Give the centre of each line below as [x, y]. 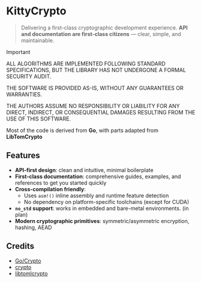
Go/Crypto [28, 261]
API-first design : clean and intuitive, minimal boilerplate [84, 170]
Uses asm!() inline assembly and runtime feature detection [96, 195]
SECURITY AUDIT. [29, 76]
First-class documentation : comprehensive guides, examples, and [98, 176]
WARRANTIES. [24, 94]
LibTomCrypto [25, 137]
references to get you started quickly [61, 183]
